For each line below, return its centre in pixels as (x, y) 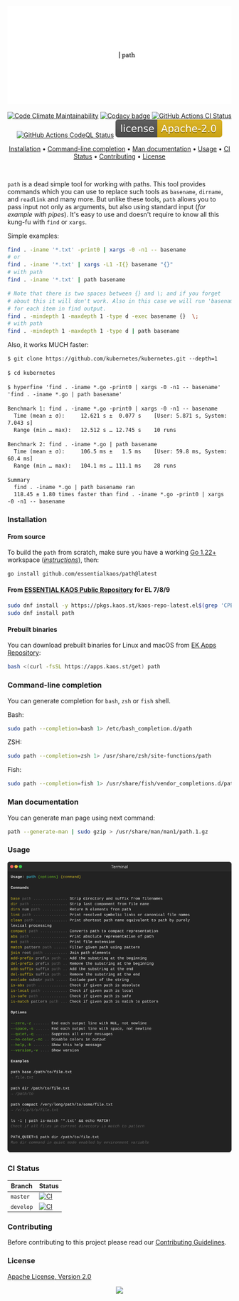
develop (22, 1207)
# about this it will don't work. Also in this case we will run (106, 301)
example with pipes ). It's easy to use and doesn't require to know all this (113, 214)
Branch (22, 1186)
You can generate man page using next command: (81, 818)
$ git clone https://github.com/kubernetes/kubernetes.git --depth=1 (113, 359)
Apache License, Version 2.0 (49, 1276)
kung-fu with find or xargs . (47, 222)
